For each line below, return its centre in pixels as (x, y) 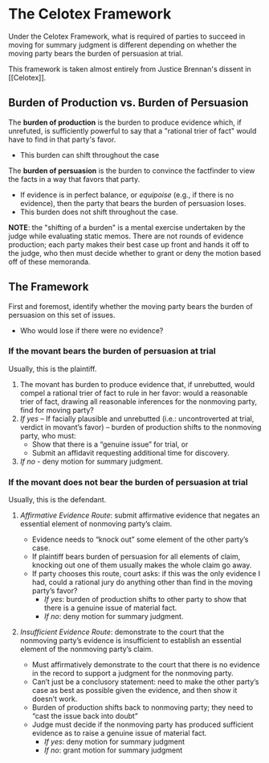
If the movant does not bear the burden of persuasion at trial (128, 482)
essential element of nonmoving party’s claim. (96, 524)
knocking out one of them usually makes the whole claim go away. (142, 565)
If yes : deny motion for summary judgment (114, 742)
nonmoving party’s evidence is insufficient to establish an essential (131, 641)
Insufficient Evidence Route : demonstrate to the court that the (122, 632)
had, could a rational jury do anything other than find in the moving (142, 582)
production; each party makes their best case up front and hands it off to (129, 244)
